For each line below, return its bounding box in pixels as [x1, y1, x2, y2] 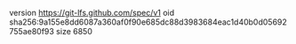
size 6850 [56, 26, 93, 36]
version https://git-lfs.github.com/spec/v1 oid [9, 8, 175, 18]
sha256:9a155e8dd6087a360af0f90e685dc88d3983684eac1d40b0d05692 [9, 17, 287, 27]
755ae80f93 [9, 26, 55, 36]
